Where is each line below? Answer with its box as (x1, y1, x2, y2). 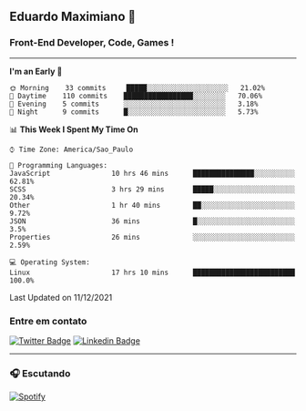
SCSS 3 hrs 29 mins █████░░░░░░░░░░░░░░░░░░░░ (9, 184, 296, 194)
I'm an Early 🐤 (9, 66, 63, 77)
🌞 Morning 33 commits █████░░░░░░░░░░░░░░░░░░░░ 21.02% (9, 83, 266, 92)
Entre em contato (9, 314, 87, 327)
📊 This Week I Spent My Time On (9, 124, 138, 135)
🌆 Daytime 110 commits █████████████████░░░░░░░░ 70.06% (9, 91, 262, 100)
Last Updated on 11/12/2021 (9, 292, 113, 303)
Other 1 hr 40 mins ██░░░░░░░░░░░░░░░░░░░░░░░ (9, 200, 296, 210)
